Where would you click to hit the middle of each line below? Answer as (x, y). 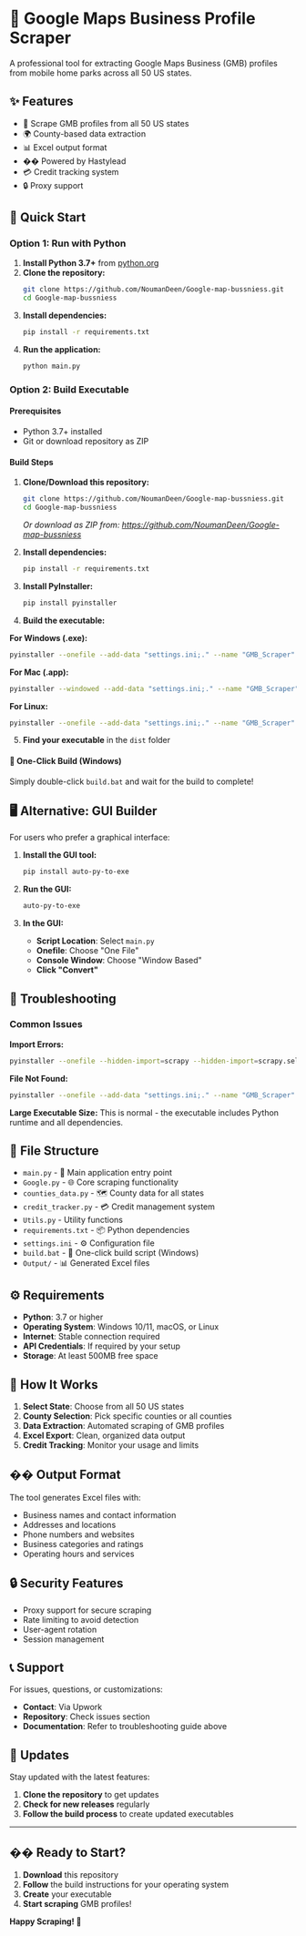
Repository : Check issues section (86, 1717)
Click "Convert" (67, 970)
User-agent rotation (60, 1629)
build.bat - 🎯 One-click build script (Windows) (111, 1253)
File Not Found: (39, 1078)
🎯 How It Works (54, 1385)
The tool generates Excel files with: (75, 1497)
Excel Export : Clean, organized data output (104, 1436)
